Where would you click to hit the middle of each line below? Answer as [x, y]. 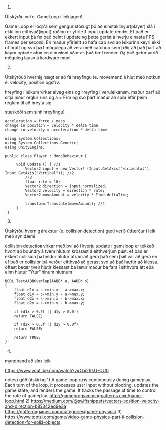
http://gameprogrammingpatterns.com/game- [96, 396]
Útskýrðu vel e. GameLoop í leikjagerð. [44, 17]
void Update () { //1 [38, 164]
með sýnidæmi [20, 236]
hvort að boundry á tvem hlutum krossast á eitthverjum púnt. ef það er [77, 251]
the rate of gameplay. [27, 396]
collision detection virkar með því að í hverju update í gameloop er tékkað [80, 246]
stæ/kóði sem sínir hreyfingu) [35, 112]
